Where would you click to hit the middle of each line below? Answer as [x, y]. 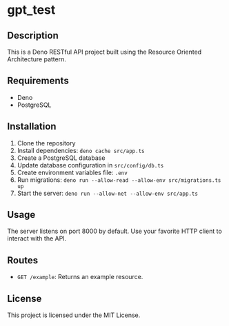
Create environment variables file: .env [72, 172]
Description [33, 35]
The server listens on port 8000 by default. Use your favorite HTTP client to [114, 231]
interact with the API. [37, 238]
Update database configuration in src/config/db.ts [90, 165]
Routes [23, 260]
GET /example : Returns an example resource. [80, 277]
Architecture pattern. [37, 59]
